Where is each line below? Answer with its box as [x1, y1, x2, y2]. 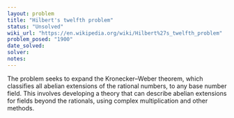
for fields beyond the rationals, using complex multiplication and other [7, 96, 208, 105]
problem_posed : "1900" [7, 36, 73, 43]
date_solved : [7, 42, 45, 49]
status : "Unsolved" [7, 23, 64, 30]
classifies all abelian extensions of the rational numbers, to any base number [7, 81, 227, 90]
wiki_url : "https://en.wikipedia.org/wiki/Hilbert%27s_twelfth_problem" [7, 29, 223, 37]
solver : [7, 49, 30, 56]
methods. [7, 103, 35, 112]
